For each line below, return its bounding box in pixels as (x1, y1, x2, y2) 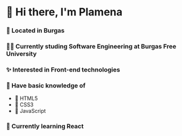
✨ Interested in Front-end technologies (6, 65, 121, 73)
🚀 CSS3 (14, 101, 34, 108)
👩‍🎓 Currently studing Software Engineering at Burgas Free (6, 43, 177, 51)
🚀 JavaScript (14, 108, 46, 115)
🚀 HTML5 (14, 95, 38, 102)
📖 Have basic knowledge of (6, 81, 86, 89)
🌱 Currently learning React (6, 122, 84, 131)
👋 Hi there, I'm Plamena (6, 5, 123, 19)
